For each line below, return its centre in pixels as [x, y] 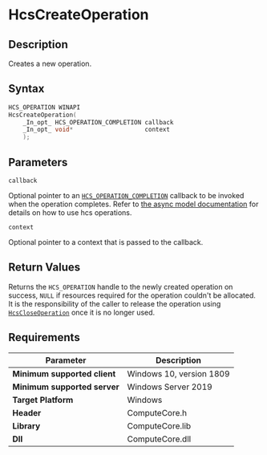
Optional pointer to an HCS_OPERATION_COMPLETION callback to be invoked [126, 195]
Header [27, 412]
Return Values [44, 268]
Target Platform [43, 400]
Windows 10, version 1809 [178, 373]
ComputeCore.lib [159, 425]
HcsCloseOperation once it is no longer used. [82, 312]
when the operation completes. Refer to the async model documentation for [133, 204]
